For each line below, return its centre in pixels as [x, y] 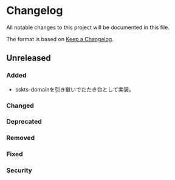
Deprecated [24, 122]
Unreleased [29, 58]
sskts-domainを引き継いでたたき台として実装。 [75, 89]
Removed [21, 138]
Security [19, 170]
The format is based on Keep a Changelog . [60, 39]
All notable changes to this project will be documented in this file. [88, 27]
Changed [20, 105]
